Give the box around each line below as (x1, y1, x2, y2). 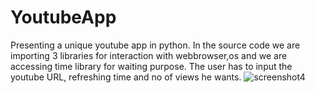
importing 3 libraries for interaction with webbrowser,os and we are (10, 49, 288, 61)
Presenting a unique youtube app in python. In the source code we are (10, 39, 301, 51)
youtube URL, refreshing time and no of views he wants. (10, 71, 242, 83)
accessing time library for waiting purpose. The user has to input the (10, 60, 293, 72)
